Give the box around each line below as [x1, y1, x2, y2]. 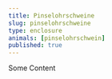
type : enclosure [8, 26, 62, 34]
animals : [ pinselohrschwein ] [8, 34, 106, 42]
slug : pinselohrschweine [8, 19, 91, 27]
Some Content [8, 63, 56, 73]
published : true [8, 41, 62, 49]
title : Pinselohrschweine [8, 11, 94, 20]
